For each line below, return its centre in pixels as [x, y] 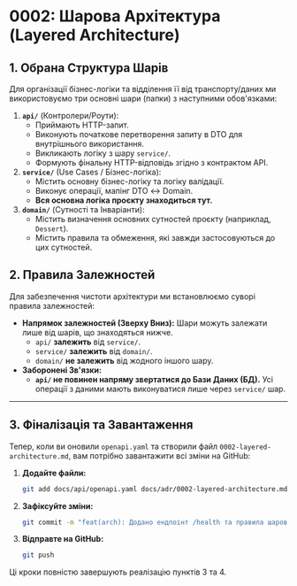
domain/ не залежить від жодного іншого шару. [124, 360]
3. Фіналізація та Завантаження [101, 425]
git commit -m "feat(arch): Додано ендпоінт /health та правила [143, 522]
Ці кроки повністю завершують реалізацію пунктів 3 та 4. [118, 572]
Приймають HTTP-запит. [82, 125]
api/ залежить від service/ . [88, 342]
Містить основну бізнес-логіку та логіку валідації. [129, 181]
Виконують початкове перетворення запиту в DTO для [139, 134]
